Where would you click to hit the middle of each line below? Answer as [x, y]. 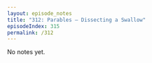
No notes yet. [26, 52]
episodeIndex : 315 [33, 26]
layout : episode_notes [40, 13]
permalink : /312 [30, 33]
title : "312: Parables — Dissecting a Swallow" [77, 20]
